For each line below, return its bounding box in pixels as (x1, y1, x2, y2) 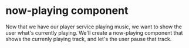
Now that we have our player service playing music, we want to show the (5, 23, 183, 30)
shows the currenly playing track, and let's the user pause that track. (5, 35, 172, 42)
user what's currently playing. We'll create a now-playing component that (5, 29, 183, 36)
